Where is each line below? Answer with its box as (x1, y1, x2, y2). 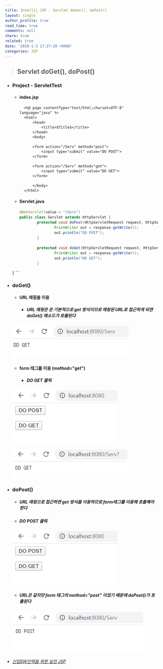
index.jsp (19, 94, 39, 100)
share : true (5, 34, 29, 38)
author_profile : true (5, 18, 49, 23)
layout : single (5, 13, 36, 18)
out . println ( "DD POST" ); (54, 230, 104, 235)
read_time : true (5, 23, 38, 28)
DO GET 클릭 (26, 377, 52, 383)
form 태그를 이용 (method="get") (19, 365, 86, 371)
